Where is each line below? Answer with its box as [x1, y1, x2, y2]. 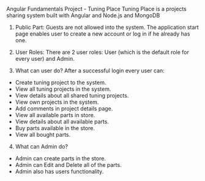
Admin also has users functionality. [15, 168, 104, 175]
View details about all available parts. [15, 118, 109, 125]
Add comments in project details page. [15, 105, 113, 112]
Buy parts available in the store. [15, 125, 95, 131]
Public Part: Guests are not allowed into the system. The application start [15, 24, 199, 31]
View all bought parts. [15, 131, 71, 138]
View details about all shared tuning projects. [15, 92, 129, 99]
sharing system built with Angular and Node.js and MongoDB [6, 12, 160, 19]
